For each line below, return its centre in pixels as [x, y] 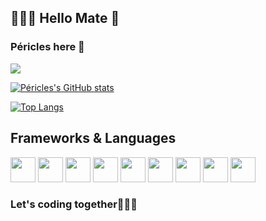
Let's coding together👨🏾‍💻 [74, 204]
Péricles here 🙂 [47, 47]
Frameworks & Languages [93, 138]
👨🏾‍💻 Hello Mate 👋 [65, 18]
